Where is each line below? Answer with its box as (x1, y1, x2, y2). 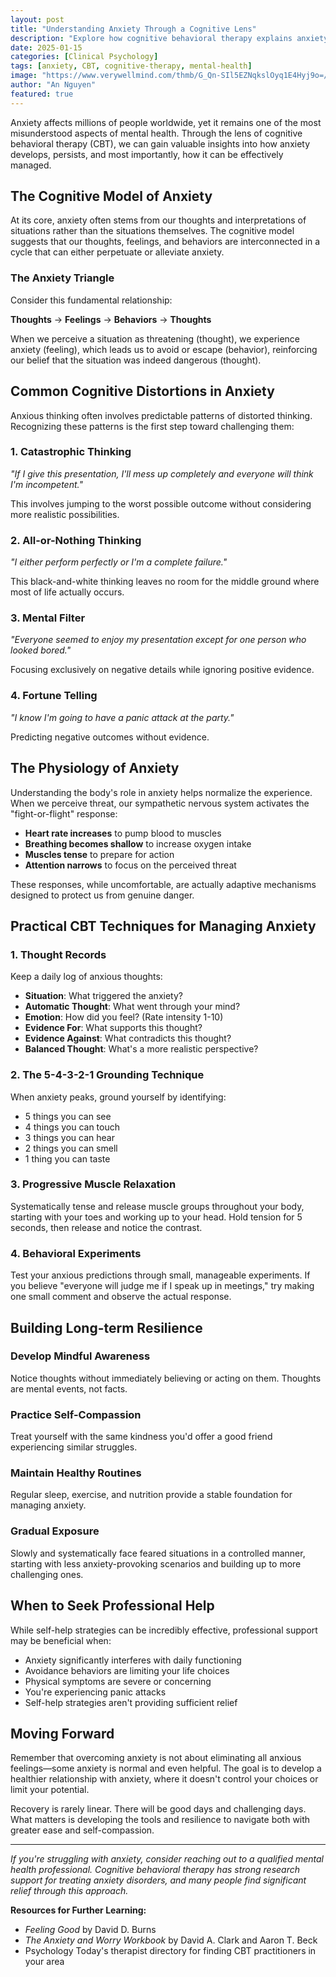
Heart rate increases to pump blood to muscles (24, 827, 222, 839)
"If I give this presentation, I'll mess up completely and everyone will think (10, 467, 314, 480)
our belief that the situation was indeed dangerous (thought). (10, 354, 262, 366)
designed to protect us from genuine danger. (10, 889, 195, 901)
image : (10, 71, 38, 81)
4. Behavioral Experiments (10, 1246, 142, 1260)
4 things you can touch (24, 1121, 121, 1133)
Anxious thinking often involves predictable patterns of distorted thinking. (10, 409, 313, 421)
